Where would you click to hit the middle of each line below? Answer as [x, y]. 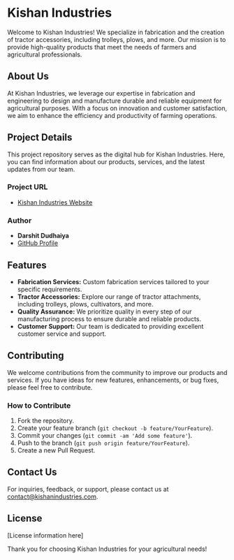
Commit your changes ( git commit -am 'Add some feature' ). [105, 436]
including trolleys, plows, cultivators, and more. [85, 304]
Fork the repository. [46, 421]
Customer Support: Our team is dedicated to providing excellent [110, 326]
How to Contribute [39, 405]
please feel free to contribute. [50, 387]
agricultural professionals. [45, 54]
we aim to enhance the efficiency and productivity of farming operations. [112, 115]
